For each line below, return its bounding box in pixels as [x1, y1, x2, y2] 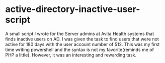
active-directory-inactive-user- [5, 3, 140, 15]
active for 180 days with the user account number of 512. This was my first [5, 41, 160, 47]
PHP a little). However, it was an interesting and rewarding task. [5, 51, 137, 58]
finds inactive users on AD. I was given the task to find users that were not [5, 36, 159, 42]
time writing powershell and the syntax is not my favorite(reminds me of [5, 46, 154, 52]
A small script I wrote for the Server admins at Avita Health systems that [5, 30, 154, 36]
